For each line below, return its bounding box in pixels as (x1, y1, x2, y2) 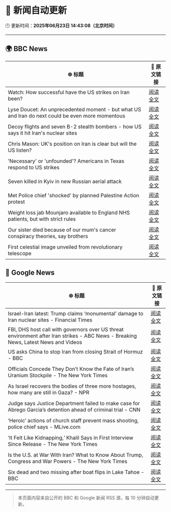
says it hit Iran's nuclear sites (8, 129, 77, 137)
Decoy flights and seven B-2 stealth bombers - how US (8, 123, 142, 130)
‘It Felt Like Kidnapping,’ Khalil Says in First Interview (8, 434, 133, 441)
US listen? (8, 146, 32, 153)
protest (8, 198, 25, 205)
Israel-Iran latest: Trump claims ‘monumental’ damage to (8, 310, 144, 317)
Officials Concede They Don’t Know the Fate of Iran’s (8, 365, 134, 372)
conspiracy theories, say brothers (8, 232, 88, 239)
